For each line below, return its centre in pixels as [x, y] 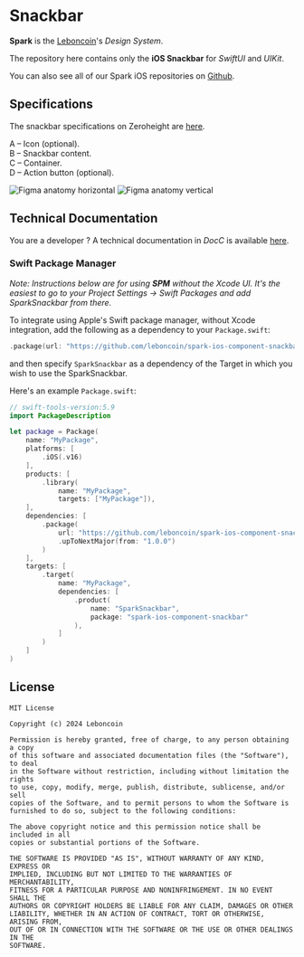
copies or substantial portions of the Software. [105, 842]
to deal [24, 763]
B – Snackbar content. [51, 153]
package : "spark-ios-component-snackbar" [169, 617]
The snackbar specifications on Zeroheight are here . [107, 126]
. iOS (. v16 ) [62, 458]
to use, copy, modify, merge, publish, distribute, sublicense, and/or [147, 787]
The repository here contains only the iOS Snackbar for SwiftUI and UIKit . [147, 58]
